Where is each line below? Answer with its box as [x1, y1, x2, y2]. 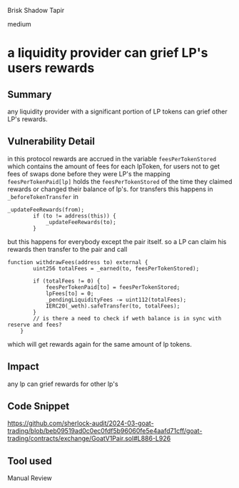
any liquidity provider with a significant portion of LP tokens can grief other [7, 107, 228, 116]
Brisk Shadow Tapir [7, 6, 65, 14]
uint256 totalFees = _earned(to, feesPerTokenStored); [33, 265, 200, 272]
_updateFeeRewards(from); [7, 206, 84, 213]
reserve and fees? [7, 321, 62, 328]
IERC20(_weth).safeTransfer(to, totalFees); [45, 303, 180, 310]
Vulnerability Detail [7, 136, 95, 148]
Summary [7, 88, 52, 101]
